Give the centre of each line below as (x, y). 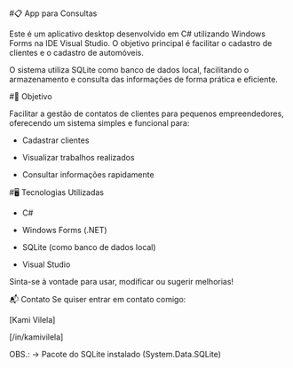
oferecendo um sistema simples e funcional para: (99, 123)
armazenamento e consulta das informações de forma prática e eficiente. (143, 79)
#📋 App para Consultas (53, 13)
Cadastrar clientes (55, 140)
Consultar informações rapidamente (88, 175)
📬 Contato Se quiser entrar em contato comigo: (98, 299)
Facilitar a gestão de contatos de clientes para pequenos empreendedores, (146, 114)
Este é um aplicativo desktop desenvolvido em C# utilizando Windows (138, 34)
